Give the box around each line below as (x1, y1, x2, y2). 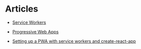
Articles (5, 3, 38, 15)
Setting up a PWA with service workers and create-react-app (12, 38, 136, 44)
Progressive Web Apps (12, 29, 59, 34)
